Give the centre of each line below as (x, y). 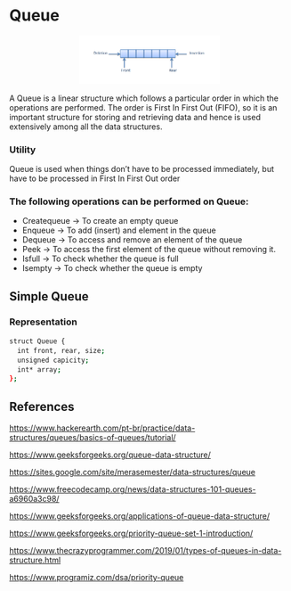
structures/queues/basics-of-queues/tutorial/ (93, 438)
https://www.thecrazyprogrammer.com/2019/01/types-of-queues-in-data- (145, 551)
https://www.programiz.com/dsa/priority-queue (97, 578)
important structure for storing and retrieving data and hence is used (135, 117)
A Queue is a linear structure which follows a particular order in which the (144, 98)
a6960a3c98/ (34, 499)
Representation (43, 322)
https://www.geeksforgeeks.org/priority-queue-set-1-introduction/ (131, 534)
